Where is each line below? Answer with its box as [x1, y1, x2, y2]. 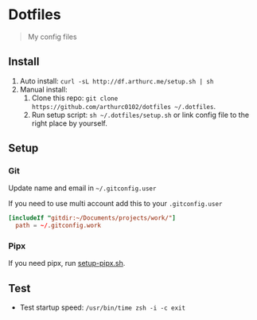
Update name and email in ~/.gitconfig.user [8, 183, 157, 193]
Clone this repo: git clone [31, 93, 119, 103]
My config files [27, 32, 77, 41]
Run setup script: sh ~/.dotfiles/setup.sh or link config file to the [31, 110, 249, 119]
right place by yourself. [31, 118, 107, 128]
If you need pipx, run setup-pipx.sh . [8, 259, 126, 268]
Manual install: [19, 84, 68, 94]
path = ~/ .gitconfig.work [15, 221, 102, 230]
